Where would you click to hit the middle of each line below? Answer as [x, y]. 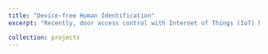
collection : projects [44, 37]
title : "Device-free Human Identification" [82, 15]
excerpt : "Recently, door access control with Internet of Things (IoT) [132, 23]
